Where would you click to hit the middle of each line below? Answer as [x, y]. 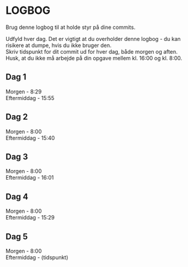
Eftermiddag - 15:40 [30, 138]
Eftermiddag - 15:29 [30, 218]
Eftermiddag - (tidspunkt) [37, 257]
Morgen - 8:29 [24, 92]
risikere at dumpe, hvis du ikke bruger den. [59, 45]
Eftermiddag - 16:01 [30, 178]
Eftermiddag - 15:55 [30, 98]
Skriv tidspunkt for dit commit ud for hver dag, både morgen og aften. [92, 51]
